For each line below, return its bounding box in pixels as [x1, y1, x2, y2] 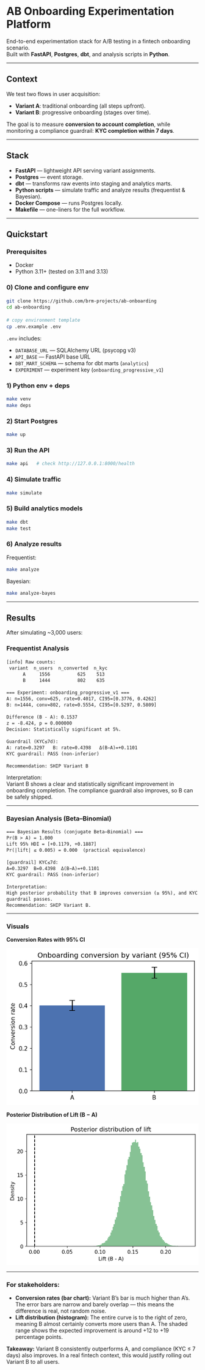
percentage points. [15, 1333, 63, 1341]
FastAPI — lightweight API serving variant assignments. [15, 166, 156, 174]
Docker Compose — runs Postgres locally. [15, 199, 123, 206]
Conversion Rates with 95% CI [6, 936, 85, 944]
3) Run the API [6, 446, 50, 455]
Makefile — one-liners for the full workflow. [15, 206, 126, 213]
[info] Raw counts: [6, 659, 56, 665]
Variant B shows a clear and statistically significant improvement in [6, 780, 174, 787]
